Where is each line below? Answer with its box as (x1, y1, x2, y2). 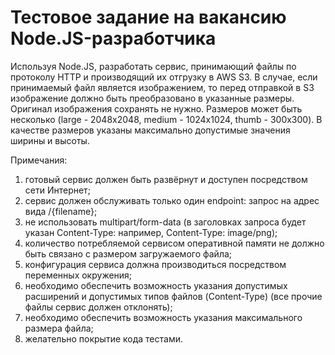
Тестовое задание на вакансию (10, 6, 287, 29)
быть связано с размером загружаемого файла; (24, 247, 233, 260)
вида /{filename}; (24, 205, 98, 217)
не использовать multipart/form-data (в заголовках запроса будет (24, 216, 307, 228)
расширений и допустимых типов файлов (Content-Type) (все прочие (24, 290, 323, 302)
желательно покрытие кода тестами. (24, 332, 183, 345)
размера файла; (24, 322, 94, 334)
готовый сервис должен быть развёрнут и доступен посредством (24, 173, 308, 185)
